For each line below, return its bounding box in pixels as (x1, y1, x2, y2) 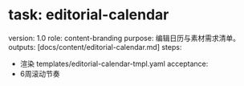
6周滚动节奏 (19, 68, 60, 78)
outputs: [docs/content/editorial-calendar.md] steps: (8, 42, 182, 51)
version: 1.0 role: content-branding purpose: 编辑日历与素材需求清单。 (8, 33, 241, 43)
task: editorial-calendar (8, 6, 169, 24)
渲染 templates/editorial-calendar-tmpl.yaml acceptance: (19, 59, 209, 68)
